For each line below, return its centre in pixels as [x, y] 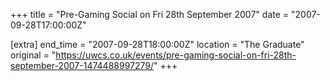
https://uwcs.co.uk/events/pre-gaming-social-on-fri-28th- [176, 55]
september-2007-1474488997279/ [82, 65]
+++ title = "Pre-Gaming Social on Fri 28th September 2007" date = [150, 14]
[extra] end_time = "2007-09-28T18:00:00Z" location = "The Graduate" [157, 44]
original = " [33, 55]
